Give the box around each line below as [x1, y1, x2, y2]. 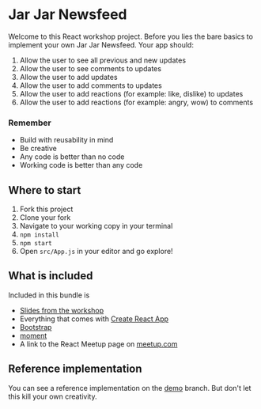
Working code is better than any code [19, 161, 143, 170]
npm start [19, 240, 53, 248]
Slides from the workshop [19, 305, 104, 315]
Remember [8, 117, 51, 128]
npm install [19, 231, 59, 239]
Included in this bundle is [8, 290, 90, 300]
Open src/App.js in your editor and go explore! [19, 247, 173, 256]
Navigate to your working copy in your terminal [19, 222, 173, 231]
